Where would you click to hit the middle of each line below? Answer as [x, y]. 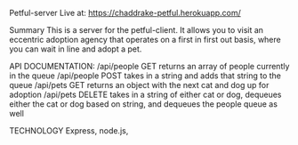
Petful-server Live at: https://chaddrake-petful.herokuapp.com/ [125, 13]
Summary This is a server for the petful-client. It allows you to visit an [137, 30]
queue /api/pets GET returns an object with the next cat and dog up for [139, 85]
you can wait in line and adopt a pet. [76, 49]
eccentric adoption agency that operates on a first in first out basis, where [145, 40]
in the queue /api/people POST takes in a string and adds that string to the [145, 76]
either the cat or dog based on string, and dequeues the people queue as [144, 104]
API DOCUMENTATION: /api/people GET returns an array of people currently [149, 66]
